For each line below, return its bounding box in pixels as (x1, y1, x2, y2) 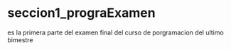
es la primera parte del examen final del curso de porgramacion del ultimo (7, 28, 224, 37)
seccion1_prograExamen (7, 5, 156, 21)
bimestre (7, 35, 33, 44)
